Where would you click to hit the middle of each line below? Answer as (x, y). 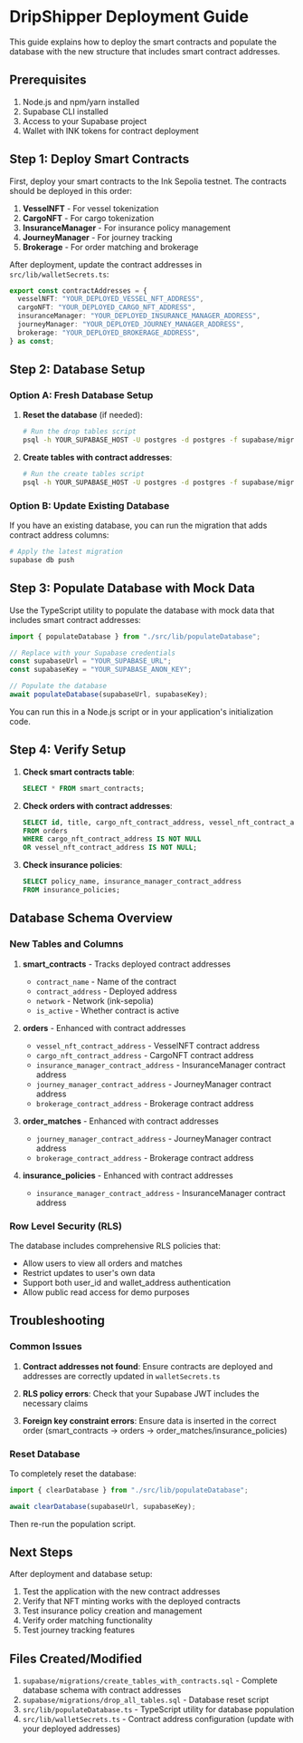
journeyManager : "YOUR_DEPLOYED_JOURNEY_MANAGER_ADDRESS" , (131, 325)
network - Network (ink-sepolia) (95, 1000)
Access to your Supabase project (85, 121)
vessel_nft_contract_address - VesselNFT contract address (148, 1046)
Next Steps (41, 1553)
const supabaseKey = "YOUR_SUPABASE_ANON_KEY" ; (101, 670)
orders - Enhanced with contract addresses (104, 1027)
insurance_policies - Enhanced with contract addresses (128, 1175)
